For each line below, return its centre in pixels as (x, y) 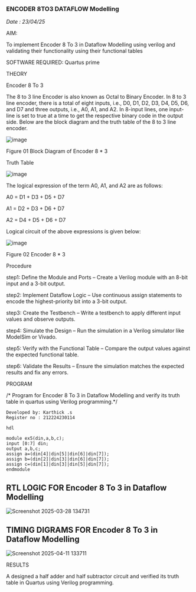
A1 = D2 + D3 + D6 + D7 (35, 208)
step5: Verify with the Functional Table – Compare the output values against (98, 349)
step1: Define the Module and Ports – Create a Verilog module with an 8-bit (97, 278)
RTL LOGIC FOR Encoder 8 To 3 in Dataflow (86, 488)
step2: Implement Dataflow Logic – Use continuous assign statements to (94, 295)
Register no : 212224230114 (41, 418)
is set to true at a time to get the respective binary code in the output (100, 116)
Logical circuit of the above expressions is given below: (73, 231)
